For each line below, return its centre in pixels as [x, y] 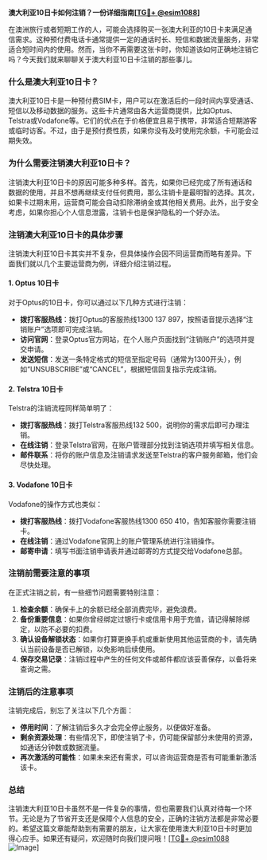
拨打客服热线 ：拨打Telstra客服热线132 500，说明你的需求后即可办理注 [135, 425]
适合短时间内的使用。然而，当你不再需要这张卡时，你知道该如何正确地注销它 [133, 49]
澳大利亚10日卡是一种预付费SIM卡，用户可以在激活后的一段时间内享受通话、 [133, 101]
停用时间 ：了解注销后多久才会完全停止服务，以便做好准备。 [117, 728]
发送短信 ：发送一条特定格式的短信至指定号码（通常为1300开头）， [127, 359]
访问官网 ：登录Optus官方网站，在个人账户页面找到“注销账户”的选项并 [133, 340]
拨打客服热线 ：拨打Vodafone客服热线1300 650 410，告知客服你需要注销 [138, 520]
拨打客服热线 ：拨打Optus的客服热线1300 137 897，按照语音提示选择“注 [136, 320]
